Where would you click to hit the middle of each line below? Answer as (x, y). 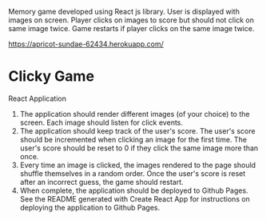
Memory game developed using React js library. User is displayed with (124, 12)
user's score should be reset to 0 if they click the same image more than (139, 148)
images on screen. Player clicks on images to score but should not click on (131, 20)
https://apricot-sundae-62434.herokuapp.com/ (86, 44)
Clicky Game (51, 76)
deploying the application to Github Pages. (90, 207)
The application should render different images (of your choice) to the (135, 114)
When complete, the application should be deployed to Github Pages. (134, 190)
